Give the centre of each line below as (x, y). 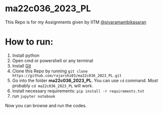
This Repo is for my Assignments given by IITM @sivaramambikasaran (76, 22)
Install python (26, 55)
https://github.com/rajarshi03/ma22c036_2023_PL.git (67, 76)
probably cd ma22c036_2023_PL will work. (53, 86)
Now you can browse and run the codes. (46, 105)
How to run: (29, 42)
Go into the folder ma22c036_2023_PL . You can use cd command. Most (85, 80)
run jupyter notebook (34, 96)
